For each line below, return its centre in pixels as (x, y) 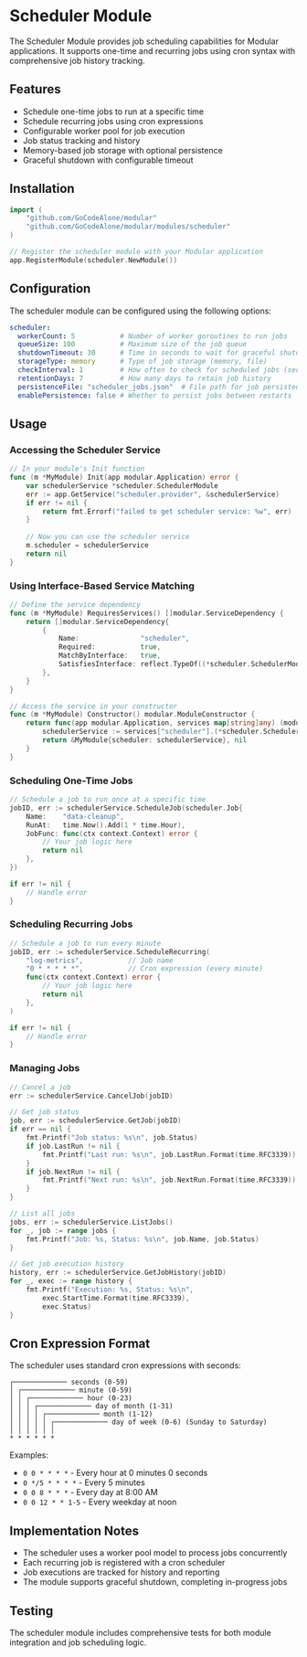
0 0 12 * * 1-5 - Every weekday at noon (100, 1502)
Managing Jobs (45, 1068)
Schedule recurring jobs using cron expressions (113, 121)
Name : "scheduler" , (124, 639)
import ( (26, 210)
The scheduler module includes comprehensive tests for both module (140, 1632)
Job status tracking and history (81, 140)
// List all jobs (42, 1214)
